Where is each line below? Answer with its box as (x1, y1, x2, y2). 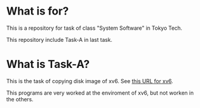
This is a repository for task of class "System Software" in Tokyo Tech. (6, 24, 183, 32)
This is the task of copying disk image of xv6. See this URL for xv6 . (6, 77, 174, 84)
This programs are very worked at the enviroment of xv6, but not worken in (6, 89, 194, 96)
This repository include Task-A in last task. (6, 36, 113, 43)
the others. (6, 95, 34, 103)
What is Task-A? (6, 58, 90, 71)
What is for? (6, 4, 69, 18)
